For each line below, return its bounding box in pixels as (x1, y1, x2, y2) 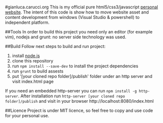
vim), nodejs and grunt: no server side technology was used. (5, 34, 127, 40)
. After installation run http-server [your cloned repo (17, 93, 125, 99)
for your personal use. (5, 113, 49, 118)
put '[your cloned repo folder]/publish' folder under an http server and (12, 74, 153, 79)
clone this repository (12, 58, 53, 63)
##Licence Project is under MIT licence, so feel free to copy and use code (5, 108, 153, 113)
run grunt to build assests (12, 68, 64, 74)
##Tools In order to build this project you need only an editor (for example (5, 29, 153, 34)
